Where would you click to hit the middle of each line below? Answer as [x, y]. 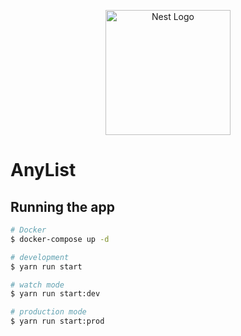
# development [40, 257]
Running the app [62, 206]
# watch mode [37, 285]
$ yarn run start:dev [55, 294]
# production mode [48, 312]
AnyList [43, 170]
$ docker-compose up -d [60, 239]
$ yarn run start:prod [57, 321]
